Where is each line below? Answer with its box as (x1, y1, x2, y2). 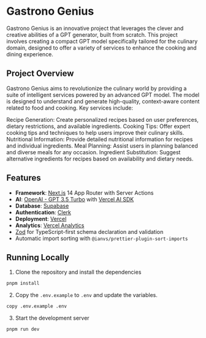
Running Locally (6, 252, 69, 263)
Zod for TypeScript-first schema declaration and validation (15, 228, 164, 235)
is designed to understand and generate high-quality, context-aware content (6, 97, 200, 105)
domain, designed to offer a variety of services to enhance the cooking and (6, 44, 197, 51)
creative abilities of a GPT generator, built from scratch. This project (6, 31, 178, 38)
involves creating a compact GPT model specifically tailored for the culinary (6, 37, 198, 45)
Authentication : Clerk (15, 208, 72, 216)
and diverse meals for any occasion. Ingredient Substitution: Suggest (6, 148, 181, 156)
